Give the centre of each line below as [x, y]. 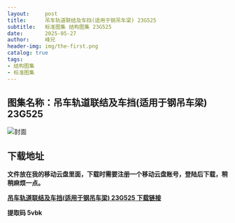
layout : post [33, 14]
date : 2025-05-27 [42, 33]
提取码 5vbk [25, 213]
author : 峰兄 [31, 40]
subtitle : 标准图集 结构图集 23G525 [59, 27]
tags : [15, 60]
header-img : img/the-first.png [53, 46]
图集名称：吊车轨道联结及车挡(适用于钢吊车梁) [107, 102]
